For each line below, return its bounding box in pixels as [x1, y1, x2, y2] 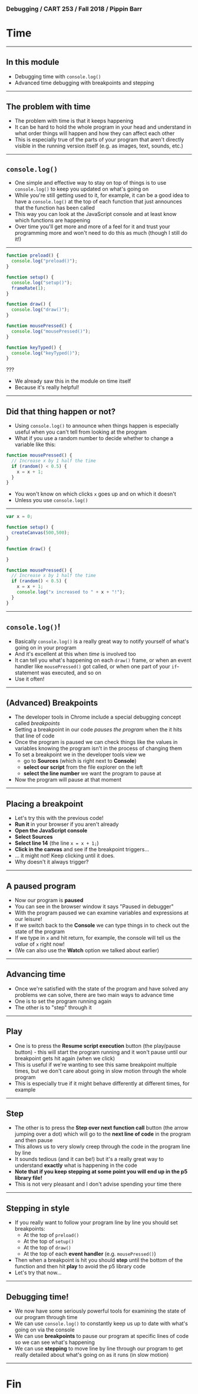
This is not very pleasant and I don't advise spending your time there [14, 1180, 181, 1188]
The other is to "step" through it [14, 1003, 93, 1011]
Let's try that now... [14, 1269, 62, 1276]
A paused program [6, 881, 76, 891]
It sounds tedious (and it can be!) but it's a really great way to [14, 1156, 164, 1163]
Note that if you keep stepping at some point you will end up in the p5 [14, 1168, 187, 1175]
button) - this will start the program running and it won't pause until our [14, 1048, 187, 1055]
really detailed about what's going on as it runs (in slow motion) [14, 1352, 169, 1359]
